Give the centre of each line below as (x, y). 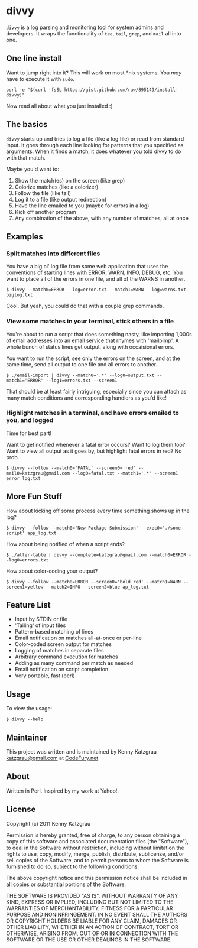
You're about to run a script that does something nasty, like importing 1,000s (99, 334)
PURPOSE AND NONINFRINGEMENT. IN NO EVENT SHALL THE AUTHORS (97, 914)
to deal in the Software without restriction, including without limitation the (95, 848)
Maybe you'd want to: (33, 169)
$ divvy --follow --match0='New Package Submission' (72, 528)
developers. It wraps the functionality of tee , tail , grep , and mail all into (94, 33)
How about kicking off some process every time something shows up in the (98, 511)
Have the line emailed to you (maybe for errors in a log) (82, 206)
